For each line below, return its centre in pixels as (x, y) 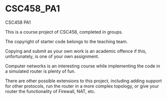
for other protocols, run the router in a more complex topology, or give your (82, 86)
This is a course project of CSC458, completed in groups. (64, 32)
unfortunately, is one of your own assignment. (52, 56)
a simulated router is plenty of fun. (41, 71)
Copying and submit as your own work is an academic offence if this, (76, 51)
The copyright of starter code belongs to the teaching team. (67, 41)
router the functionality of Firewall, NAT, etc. (50, 91)
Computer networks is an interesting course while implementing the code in (83, 66)
